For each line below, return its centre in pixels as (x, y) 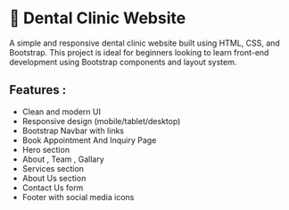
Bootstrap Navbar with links (73, 130)
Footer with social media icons (78, 197)
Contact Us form (53, 188)
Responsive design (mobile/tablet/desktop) (101, 121)
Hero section (45, 149)
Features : (38, 90)
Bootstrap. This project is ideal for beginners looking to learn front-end (139, 52)
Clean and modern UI (61, 112)
